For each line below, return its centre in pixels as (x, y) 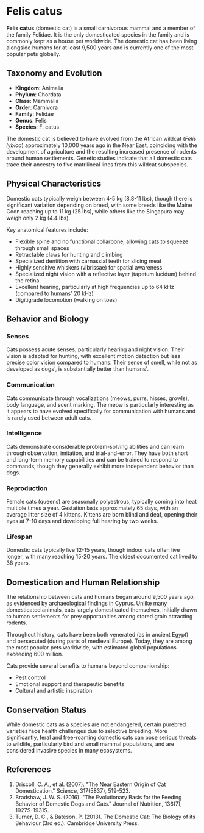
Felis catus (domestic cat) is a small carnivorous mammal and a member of (101, 28)
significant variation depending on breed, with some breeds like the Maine (100, 205)
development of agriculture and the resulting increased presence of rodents (101, 151)
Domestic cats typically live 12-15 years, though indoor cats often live (93, 550)
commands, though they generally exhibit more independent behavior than (100, 466)
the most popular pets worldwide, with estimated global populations (91, 648)
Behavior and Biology (48, 319)
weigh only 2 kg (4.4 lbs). (38, 218)
